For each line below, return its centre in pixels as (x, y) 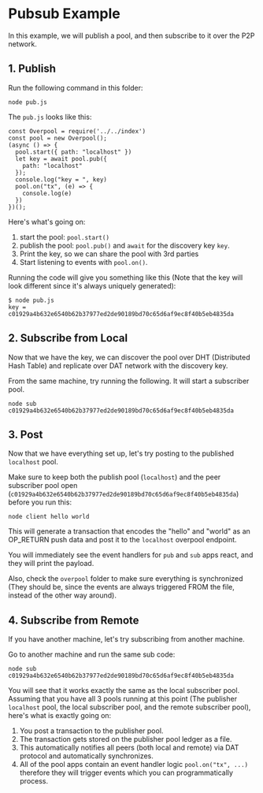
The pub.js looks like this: (50, 117)
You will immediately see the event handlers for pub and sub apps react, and (131, 555)
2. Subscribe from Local (68, 339)
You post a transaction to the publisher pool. (91, 731)
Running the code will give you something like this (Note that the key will (126, 277)
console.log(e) (47, 193)
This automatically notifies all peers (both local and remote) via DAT (129, 748)
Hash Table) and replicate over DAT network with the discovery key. (118, 365)
